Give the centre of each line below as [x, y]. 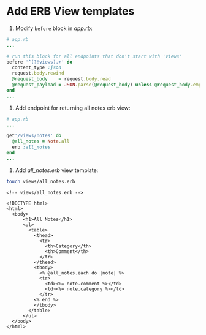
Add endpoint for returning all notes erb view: [73, 108]
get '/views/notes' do [34, 136]
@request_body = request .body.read [62, 79]
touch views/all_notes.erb [41, 181]
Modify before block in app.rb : [54, 28]
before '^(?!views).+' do [39, 62]
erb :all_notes [31, 147]
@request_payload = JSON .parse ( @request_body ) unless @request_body [101, 85]
